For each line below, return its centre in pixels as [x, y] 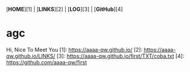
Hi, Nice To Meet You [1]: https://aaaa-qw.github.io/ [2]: [74, 49]
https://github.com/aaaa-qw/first [47, 62]
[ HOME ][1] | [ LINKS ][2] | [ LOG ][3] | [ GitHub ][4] [65, 9]
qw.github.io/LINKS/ [31, 56]
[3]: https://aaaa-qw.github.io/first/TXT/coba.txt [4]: [120, 56]
